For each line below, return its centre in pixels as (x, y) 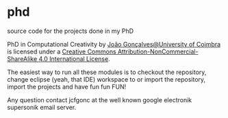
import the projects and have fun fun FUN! (67, 86)
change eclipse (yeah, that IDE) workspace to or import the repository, (106, 79)
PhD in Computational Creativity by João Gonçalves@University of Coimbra (114, 44)
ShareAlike (22, 58)
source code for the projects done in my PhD (71, 31)
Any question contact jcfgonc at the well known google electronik (100, 99)
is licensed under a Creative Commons (62, 51)
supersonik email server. (42, 107)
